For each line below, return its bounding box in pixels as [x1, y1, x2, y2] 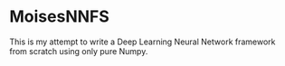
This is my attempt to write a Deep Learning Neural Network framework [9, 36, 276, 47]
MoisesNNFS [9, 6, 110, 27]
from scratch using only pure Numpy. [9, 45, 148, 56]
